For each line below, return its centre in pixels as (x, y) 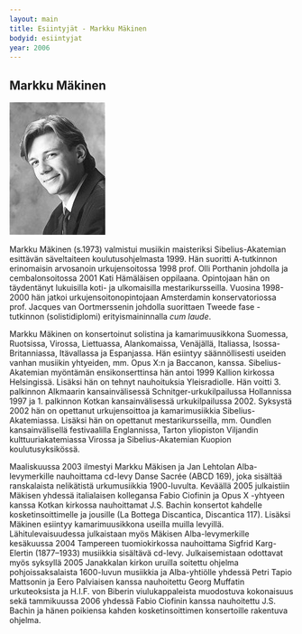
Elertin (21, 553)
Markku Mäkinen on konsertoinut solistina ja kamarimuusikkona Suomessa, (149, 334)
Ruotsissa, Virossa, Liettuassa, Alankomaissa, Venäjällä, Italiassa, (130, 344)
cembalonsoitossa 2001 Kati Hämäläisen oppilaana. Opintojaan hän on (140, 278)
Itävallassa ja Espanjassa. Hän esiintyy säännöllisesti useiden (173, 353)
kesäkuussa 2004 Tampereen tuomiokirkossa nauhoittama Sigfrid (132, 544)
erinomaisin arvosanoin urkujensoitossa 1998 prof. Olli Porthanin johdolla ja (149, 269)
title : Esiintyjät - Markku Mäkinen (78, 28)
